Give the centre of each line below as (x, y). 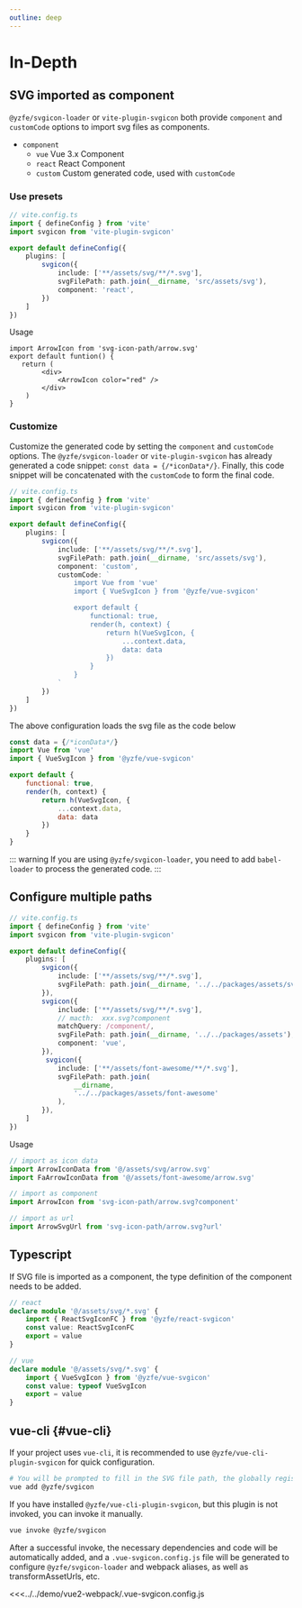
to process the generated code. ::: (98, 869)
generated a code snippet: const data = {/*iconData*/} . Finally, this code (147, 465)
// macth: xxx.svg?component (114, 1018)
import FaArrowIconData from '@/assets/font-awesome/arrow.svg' (132, 1177)
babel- (270, 860)
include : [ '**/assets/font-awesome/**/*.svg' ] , (148, 1068)
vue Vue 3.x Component (80, 153)
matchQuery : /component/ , (106, 1027)
